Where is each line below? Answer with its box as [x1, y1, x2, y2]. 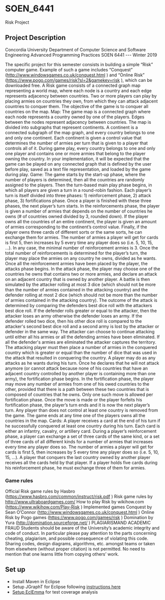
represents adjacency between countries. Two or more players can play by [5, 93, 157, 99]
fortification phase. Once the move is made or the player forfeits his [5, 396, 142, 402]
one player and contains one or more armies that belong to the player [5, 150, 146, 156]
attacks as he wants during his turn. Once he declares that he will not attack [5, 360, 159, 366]
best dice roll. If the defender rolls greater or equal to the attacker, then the [5, 308, 157, 314]
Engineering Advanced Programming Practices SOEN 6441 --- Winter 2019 [5, 52, 158, 58]
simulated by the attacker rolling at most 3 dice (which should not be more [5, 282, 156, 287]
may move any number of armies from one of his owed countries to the [5, 381, 150, 387]
